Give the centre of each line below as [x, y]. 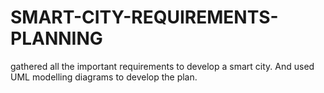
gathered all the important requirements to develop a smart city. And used [162, 66]
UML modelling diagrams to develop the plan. [104, 77]
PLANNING [56, 38]
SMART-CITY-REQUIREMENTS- [144, 17]
